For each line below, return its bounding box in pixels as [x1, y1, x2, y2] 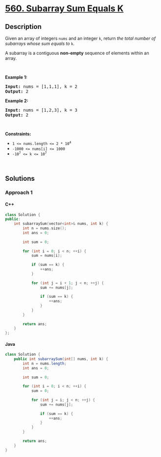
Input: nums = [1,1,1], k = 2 [5, 84, 78, 89]
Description [5, 23, 42, 31]
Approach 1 [5, 189, 33, 196]
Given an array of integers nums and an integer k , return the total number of [5, 35, 156, 41]
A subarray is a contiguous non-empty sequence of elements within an [5, 50, 149, 56]
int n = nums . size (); [23, 226, 67, 231]
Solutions [5, 174, 35, 183]
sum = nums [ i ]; [31, 253, 63, 258]
